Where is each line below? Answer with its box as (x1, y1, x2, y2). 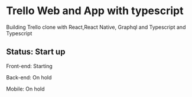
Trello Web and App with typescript (6, 4, 184, 18)
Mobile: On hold (6, 85, 45, 92)
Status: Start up (6, 47, 66, 57)
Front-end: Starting (6, 62, 53, 69)
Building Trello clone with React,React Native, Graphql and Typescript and (6, 24, 186, 31)
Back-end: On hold (6, 73, 52, 81)
